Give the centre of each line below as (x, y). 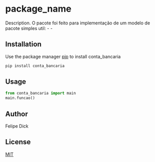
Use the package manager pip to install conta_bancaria (63, 56)
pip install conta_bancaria (35, 66)
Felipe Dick (17, 126)
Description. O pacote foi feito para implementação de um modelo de (78, 23)
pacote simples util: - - (29, 28)
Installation (23, 44)
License (18, 142)
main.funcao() (20, 98)
